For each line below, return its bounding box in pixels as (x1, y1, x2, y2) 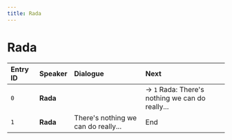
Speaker (39, 69, 68, 78)
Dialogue (74, 69, 104, 78)
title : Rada (7, 10, 41, 17)
